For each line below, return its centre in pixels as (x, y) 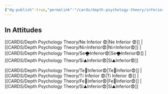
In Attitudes (23, 30)
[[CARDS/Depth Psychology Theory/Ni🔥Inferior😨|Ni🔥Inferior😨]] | (73, 47)
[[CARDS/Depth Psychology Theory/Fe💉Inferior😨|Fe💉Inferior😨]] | (73, 81)
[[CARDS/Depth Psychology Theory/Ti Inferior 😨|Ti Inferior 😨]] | (72, 76)
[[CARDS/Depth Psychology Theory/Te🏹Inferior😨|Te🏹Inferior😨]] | (73, 70)
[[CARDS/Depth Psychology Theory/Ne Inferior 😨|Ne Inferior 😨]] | (74, 42)
